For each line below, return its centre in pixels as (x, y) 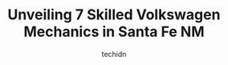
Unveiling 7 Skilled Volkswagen (114, 15)
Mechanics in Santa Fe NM (114, 32)
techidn (114, 54)
